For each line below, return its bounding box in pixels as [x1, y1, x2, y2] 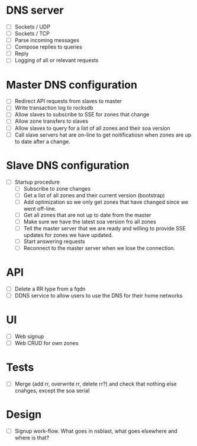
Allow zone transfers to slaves [14, 118, 89, 125]
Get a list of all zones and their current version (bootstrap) [23, 191, 165, 199]
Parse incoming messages [14, 37, 80, 44]
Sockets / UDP [14, 23, 50, 30]
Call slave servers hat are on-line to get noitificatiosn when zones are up [14, 131, 192, 138]
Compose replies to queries [14, 43, 83, 50]
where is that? [14, 434, 50, 441]
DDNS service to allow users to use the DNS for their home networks [14, 292, 183, 299]
